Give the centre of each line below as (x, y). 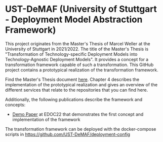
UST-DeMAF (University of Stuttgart (81, 9)
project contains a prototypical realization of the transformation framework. (82, 70)
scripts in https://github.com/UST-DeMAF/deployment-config (68, 134)
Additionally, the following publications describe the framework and (74, 99)
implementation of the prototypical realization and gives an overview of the (81, 84)
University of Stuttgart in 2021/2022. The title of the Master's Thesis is (77, 49)
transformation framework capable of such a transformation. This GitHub (80, 65)
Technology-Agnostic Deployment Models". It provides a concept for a (77, 59)
